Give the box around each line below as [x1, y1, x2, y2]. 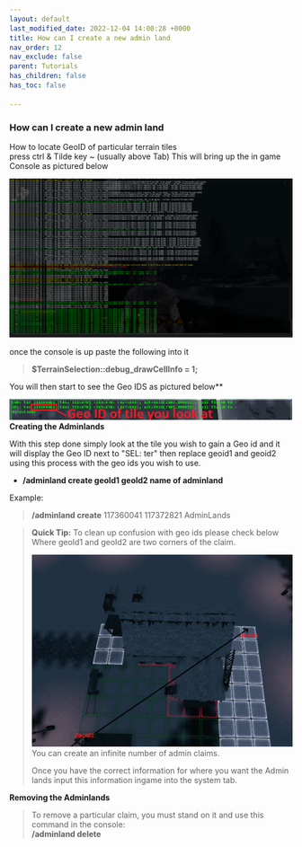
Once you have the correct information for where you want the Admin [31, 765, 289, 776]
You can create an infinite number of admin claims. [31, 748, 220, 759]
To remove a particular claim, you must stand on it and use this [31, 809, 264, 821]
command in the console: [31, 819, 126, 830]
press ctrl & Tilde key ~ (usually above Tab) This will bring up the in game [9, 151, 281, 162]
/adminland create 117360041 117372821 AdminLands [31, 510, 231, 521]
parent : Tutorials [9, 62, 78, 71]
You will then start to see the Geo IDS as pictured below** [9, 382, 224, 393]
